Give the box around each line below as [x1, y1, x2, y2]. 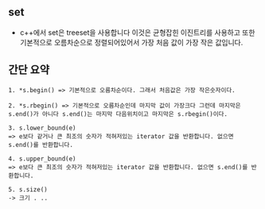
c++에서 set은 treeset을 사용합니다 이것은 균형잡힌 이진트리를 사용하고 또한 [19, 27, 255, 37]
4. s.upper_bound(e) [8, 154, 77, 163]
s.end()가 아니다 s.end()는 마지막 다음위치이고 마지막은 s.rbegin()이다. [8, 110, 228, 118]
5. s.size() [8, 185, 48, 193]
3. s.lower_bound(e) [8, 124, 77, 132]
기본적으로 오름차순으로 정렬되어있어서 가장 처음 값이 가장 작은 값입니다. [19, 37, 244, 47]
